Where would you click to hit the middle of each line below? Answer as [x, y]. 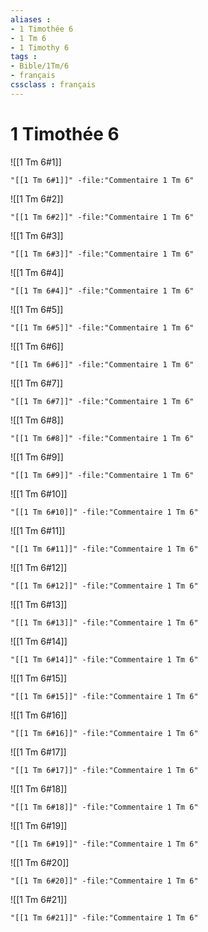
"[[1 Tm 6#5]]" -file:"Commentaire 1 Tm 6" [102, 327]
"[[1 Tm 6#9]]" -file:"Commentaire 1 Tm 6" [102, 475]
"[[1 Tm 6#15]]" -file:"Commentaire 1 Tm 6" [104, 696]
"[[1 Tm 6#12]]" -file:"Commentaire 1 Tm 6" [104, 586]
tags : [24, 57]
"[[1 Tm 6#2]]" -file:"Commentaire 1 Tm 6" [102, 217]
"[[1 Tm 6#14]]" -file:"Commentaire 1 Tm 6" [104, 659]
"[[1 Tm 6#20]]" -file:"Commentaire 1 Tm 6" [104, 881]
